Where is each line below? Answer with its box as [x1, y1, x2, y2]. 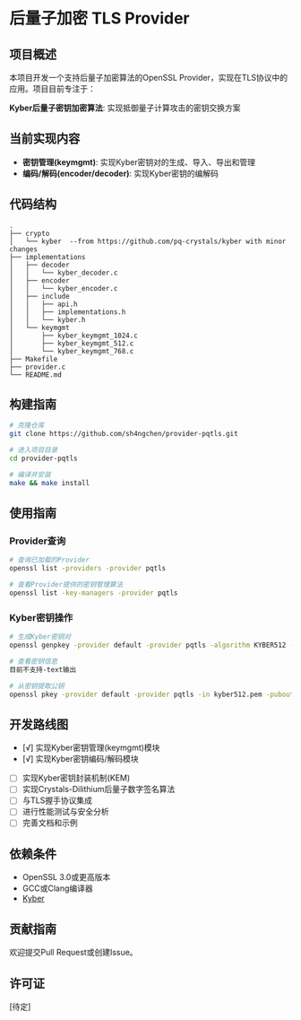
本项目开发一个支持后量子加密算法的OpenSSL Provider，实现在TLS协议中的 [9, 73, 288, 83]
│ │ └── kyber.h [9, 315, 87, 324]
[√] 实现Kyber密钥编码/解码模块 [21, 754, 139, 764]
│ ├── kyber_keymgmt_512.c [9, 338, 134, 348]
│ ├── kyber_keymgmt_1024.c [9, 331, 139, 340]
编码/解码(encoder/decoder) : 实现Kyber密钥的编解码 [21, 168, 219, 179]
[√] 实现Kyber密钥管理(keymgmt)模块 [21, 742, 160, 754]
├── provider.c [9, 362, 66, 371]
